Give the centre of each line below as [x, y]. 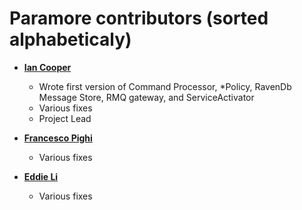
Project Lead [65, 118]
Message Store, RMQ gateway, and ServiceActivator [146, 97]
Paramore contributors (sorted [139, 18]
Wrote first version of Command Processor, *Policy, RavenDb [165, 86]
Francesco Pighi [58, 138]
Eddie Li [41, 176]
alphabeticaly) [70, 39]
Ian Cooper [47, 67]
